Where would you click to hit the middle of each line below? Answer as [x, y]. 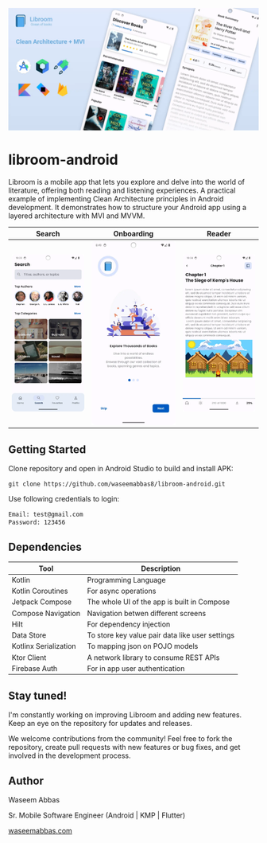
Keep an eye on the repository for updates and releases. [100, 724]
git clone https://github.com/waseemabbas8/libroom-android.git [117, 484]
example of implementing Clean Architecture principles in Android [116, 199]
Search [48, 233]
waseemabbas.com [41, 830]
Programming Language [126, 580]
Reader [219, 233]
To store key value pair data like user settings [161, 635]
